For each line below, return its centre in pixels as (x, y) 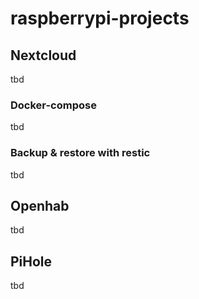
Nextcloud (43, 55)
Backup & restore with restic (80, 153)
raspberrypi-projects (100, 18)
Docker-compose (53, 105)
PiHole (31, 261)
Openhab (40, 205)
